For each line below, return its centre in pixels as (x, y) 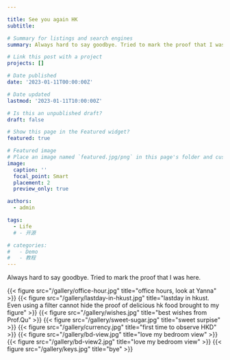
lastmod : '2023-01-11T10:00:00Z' (55, 101)
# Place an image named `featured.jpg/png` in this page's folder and (110, 157)
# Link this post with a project (55, 57)
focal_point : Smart (41, 176)
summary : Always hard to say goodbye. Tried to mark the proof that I (110, 45)
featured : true (29, 139)
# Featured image (32, 151)
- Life (23, 226)
